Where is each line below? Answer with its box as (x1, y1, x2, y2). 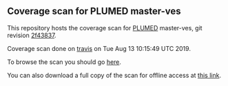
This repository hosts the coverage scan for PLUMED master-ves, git (7, 23, 203, 32)
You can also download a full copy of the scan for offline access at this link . (7, 71, 222, 79)
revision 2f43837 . (7, 31, 56, 39)
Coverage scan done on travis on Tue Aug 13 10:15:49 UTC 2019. (7, 44, 191, 52)
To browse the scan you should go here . (7, 58, 122, 66)
